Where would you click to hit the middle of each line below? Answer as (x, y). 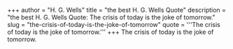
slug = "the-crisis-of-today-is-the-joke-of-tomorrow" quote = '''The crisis (114, 24)
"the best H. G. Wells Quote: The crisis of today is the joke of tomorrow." (111, 17)
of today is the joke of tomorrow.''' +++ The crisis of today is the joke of (111, 32)
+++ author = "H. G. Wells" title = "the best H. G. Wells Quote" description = (116, 10)
